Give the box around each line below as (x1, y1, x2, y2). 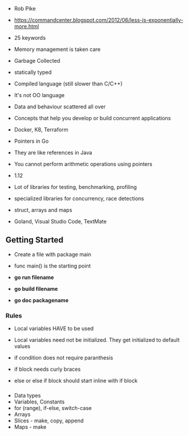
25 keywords (14, 34, 46, 41)
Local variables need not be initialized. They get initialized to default (14, 336, 180, 344)
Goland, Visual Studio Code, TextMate (14, 218, 107, 225)
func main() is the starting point (14, 262, 91, 269)
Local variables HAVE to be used (14, 325, 94, 332)
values (14, 343, 31, 350)
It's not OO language (14, 92, 65, 98)
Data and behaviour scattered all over (14, 103, 106, 110)
